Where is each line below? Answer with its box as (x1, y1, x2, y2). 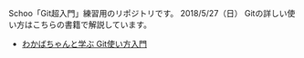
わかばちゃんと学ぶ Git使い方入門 (21, 39, 148, 49)
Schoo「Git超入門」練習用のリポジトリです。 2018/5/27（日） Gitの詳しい (8, 8, 288, 18)
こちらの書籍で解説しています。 (32, 19, 152, 30)
